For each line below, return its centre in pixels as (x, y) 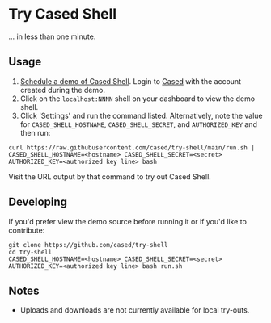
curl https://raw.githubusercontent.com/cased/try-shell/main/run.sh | (131, 147)
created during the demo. (62, 90)
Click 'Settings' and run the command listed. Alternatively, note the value (141, 115)
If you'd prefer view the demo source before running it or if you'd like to (127, 221)
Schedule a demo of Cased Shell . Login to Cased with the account (130, 81)
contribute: (27, 230)
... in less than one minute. (52, 36)
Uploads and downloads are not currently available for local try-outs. (135, 310)
